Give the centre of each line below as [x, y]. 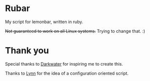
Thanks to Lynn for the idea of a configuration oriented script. [67, 73]
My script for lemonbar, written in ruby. [44, 22]
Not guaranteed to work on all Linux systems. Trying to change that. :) [75, 31]
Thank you [27, 51]
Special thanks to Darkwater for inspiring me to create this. [64, 64]
